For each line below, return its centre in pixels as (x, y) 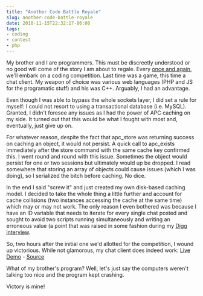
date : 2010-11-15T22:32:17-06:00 (48, 23)
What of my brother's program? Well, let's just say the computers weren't (98, 268)
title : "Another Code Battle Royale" (54, 12)
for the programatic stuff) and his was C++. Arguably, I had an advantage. (98, 88)
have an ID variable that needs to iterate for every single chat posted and (97, 213)
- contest (19, 40)
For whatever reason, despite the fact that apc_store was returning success (100, 137)
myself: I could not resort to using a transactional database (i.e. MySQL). (96, 106)
